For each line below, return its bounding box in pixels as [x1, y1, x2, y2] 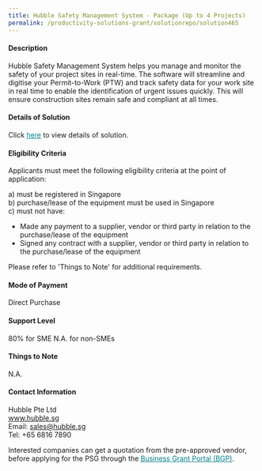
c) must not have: [8, 206, 66, 216]
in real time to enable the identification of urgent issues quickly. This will [8, 86, 244, 96]
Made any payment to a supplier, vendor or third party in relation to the [19, 222, 251, 232]
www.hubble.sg [8, 413, 59, 423]
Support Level [8, 315, 55, 325]
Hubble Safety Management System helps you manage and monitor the [8, 61, 241, 70]
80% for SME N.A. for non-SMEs [8, 333, 115, 343]
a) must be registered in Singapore [8, 190, 121, 199]
